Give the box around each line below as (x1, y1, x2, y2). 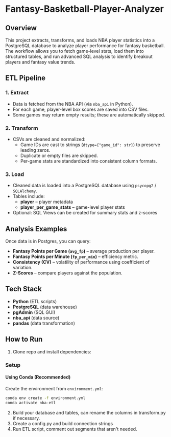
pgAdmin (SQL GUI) (12, 309, 56, 315)
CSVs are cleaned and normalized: (12, 136, 86, 142)
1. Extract (5, 89, 29, 96)
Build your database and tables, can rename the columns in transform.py (12, 409, 166, 415)
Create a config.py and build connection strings (12, 420, 113, 426)
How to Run (5, 335, 43, 344)
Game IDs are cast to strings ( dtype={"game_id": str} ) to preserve (20, 142, 161, 148)
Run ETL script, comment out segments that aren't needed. (12, 426, 137, 432)
